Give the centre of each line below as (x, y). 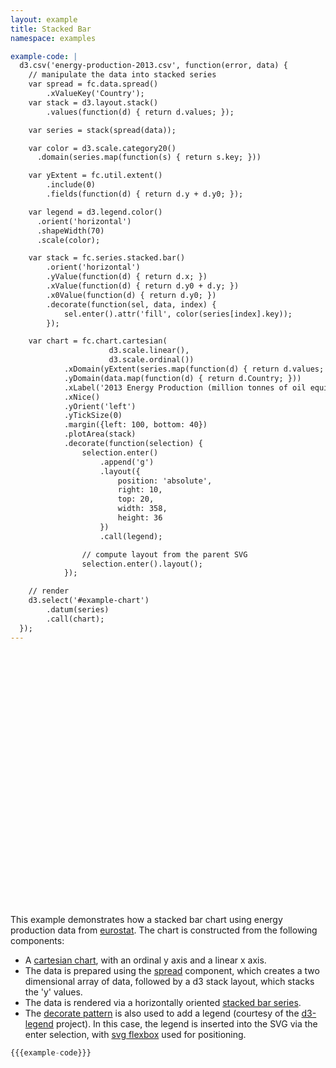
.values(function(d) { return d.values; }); (140, 112)
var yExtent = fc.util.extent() (95, 176)
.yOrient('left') (100, 406)
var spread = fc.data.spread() (93, 84)
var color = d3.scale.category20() (102, 148)
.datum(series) (78, 610)
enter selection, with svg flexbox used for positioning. (135, 1034)
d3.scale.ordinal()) (151, 360)
